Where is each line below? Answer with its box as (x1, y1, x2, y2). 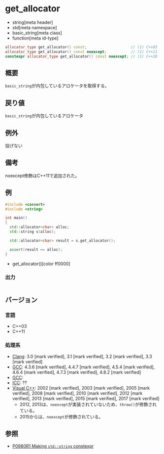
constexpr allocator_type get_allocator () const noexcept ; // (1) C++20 (5, 54, 158, 59)
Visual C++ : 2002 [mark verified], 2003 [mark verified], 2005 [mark (12, 385, 150, 391)
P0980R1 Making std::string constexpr (12, 443, 94, 449)
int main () (5, 216, 28, 221)
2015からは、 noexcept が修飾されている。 (19, 413, 103, 419)
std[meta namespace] (12, 24, 57, 30)
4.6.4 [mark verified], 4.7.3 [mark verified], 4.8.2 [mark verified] (12, 369, 141, 375)
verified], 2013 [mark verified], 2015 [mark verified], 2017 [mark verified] (12, 395, 160, 401)
